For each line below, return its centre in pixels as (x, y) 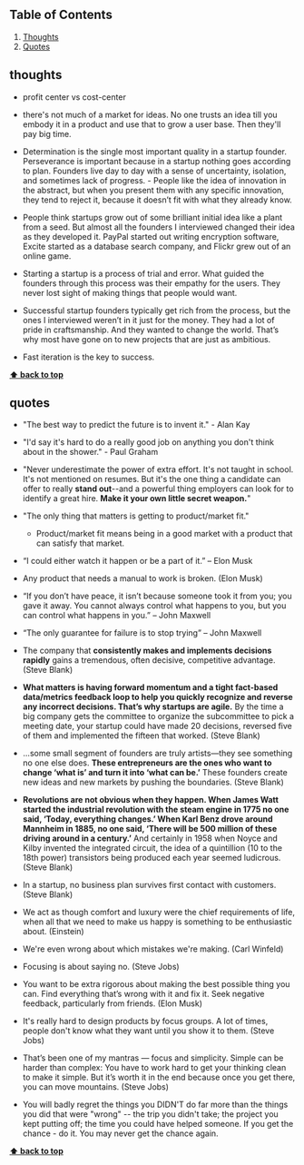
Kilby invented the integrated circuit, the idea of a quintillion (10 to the (152, 848)
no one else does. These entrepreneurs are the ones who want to (147, 763)
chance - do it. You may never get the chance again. (121, 1133)
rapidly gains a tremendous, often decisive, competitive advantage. (149, 660)
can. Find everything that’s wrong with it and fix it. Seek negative (143, 994)
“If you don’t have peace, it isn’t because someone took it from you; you (157, 596)
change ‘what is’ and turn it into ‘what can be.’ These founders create (155, 773)
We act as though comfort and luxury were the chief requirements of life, (159, 913)
